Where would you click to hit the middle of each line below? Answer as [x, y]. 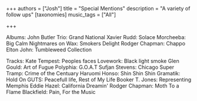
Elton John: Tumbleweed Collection [49, 50]
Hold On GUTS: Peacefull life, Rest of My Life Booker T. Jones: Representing [99, 79]
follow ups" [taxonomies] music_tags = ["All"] [61, 15]
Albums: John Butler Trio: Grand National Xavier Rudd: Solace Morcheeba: [96, 37]
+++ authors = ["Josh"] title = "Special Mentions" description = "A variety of [98, 8]
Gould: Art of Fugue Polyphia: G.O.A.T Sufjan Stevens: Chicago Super [90, 67]
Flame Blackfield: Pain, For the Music [51, 92]
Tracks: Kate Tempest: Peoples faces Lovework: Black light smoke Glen [93, 61]
